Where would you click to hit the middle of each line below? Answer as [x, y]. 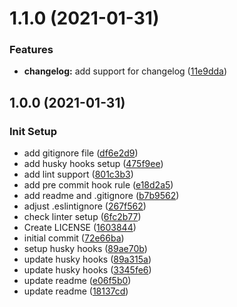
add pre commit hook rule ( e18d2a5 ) [98, 185]
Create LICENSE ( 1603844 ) [80, 228]
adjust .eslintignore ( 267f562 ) [85, 206]
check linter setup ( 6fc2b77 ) [82, 217]
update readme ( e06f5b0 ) [77, 281]
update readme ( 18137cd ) [76, 291]
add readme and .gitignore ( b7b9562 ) [101, 196]
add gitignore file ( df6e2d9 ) [81, 153]
